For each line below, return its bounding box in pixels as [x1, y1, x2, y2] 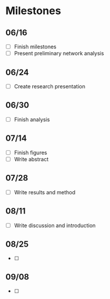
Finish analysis [14, 116, 51, 123]
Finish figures [14, 149, 48, 156]
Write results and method [14, 188, 76, 195]
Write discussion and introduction [14, 222, 96, 229]
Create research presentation [14, 82, 86, 89]
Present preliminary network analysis [14, 50, 104, 57]
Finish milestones [14, 43, 56, 50]
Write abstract [14, 155, 49, 162]
